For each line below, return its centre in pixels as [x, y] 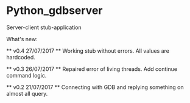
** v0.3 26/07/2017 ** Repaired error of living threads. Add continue [92, 69]
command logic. [26, 75]
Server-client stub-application [44, 27]
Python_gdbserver [55, 11]
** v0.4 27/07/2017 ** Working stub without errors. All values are [88, 51]
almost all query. [27, 93]
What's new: [22, 39]
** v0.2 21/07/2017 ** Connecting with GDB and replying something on [95, 87]
